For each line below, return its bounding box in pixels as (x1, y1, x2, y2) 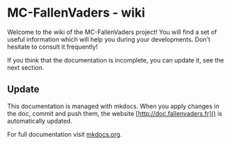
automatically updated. (7, 117, 73, 125)
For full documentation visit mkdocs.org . (7, 130, 122, 138)
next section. (7, 63, 44, 71)
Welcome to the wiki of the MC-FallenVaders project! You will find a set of (7, 28, 217, 36)
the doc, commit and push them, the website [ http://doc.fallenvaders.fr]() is (7, 109, 223, 117)
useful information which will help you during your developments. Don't (7, 35, 211, 43)
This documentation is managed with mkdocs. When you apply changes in (7, 102, 219, 110)
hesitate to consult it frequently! (7, 42, 98, 51)
